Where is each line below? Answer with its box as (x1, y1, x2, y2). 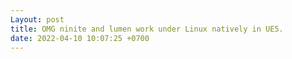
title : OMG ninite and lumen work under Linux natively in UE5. (10, 24, 284, 34)
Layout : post (10, 14, 65, 25)
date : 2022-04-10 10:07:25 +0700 (10, 33, 150, 43)
